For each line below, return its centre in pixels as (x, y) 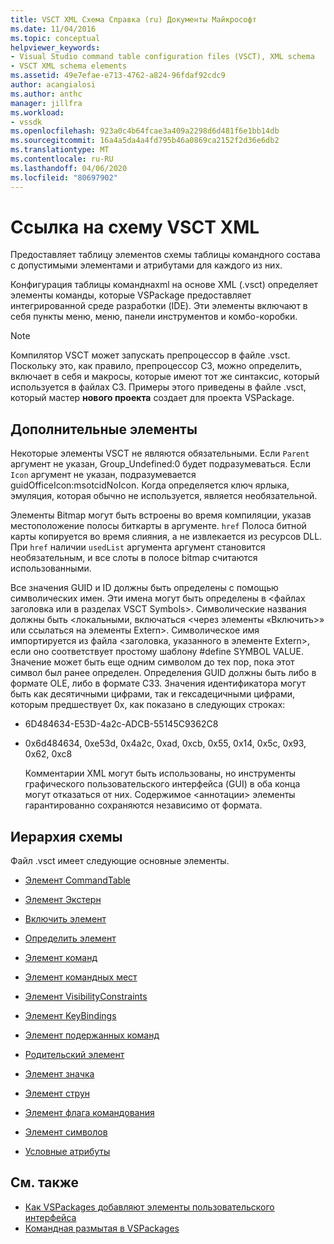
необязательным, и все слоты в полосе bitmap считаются (134, 558)
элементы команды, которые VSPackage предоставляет (131, 295)
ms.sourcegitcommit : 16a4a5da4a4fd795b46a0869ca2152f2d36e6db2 (145, 141)
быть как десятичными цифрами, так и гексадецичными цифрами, (153, 694)
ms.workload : (37, 112)
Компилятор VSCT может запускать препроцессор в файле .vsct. (150, 355)
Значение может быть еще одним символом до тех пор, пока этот (152, 662)
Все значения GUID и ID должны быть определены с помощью (144, 588)
